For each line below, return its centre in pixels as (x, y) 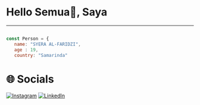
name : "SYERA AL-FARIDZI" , (48, 44)
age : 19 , (26, 50)
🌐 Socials (30, 79)
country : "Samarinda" (41, 55)
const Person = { (28, 39)
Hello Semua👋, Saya (57, 12)
